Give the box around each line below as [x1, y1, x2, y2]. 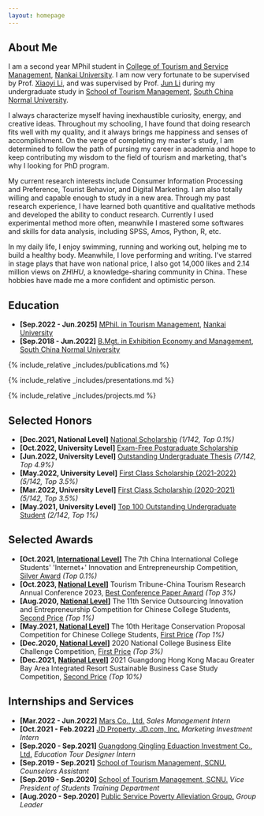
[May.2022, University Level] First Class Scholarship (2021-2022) [19, 468, 236, 478]
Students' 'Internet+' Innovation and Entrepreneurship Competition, [19, 562, 239, 572]
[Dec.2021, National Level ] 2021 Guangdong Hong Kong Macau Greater [19, 655, 255, 664]
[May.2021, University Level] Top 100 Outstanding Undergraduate [19, 502, 236, 512]
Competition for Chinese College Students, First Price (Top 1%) [19, 629, 225, 639]
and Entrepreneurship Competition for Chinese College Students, [19, 604, 231, 614]
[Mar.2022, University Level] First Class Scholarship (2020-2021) [19, 485, 235, 495]
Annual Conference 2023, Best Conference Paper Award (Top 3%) [19, 587, 236, 597]
